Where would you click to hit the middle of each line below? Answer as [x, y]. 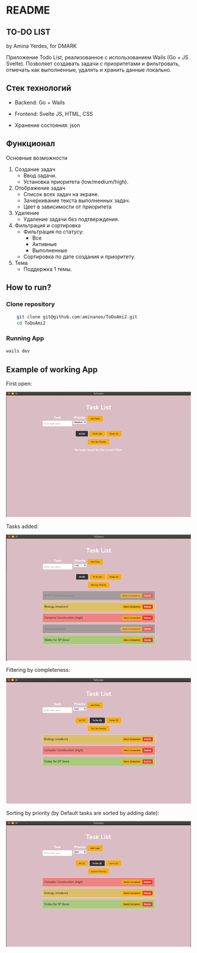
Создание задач [35, 169]
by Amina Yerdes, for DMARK [42, 46]
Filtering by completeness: [38, 670]
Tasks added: [23, 527]
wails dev [18, 351]
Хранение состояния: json [47, 125]
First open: [19, 384]
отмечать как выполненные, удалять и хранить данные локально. [89, 70]
